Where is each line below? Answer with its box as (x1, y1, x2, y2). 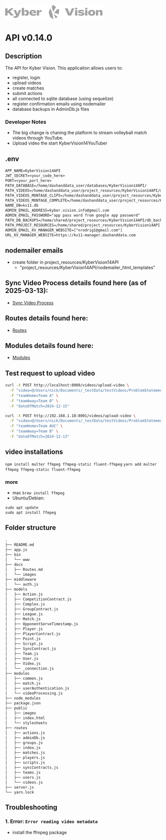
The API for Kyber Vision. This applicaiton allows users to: (5, 65, 123, 71)
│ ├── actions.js (5, 730, 45, 735)
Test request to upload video (5, 369, 95, 377)
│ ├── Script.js (5, 641, 43, 646)
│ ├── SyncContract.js (5, 646, 56, 651)
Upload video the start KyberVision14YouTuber (12, 140, 108, 146)
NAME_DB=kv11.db (5, 203, 39, 208)
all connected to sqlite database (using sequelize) (12, 96, 114, 101)
